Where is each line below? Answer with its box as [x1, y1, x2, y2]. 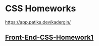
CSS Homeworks [5, 3, 76, 14]
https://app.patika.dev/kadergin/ [5, 19, 71, 25]
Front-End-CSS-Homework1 [5, 33, 94, 42]
